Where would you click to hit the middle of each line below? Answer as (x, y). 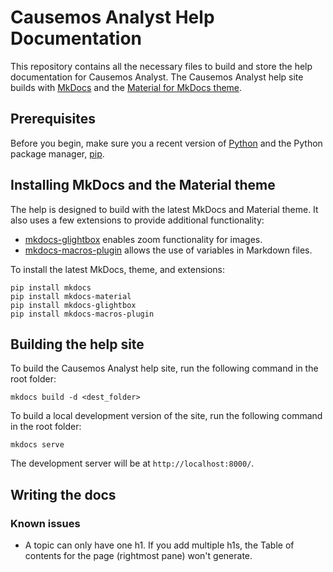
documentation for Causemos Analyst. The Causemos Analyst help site (157, 77)
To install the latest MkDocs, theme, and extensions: (118, 269)
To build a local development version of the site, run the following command (166, 416)
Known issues (45, 523)
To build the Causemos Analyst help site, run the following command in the (164, 368)
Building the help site (77, 344)
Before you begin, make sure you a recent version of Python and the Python (166, 143)
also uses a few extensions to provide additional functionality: (137, 220)
